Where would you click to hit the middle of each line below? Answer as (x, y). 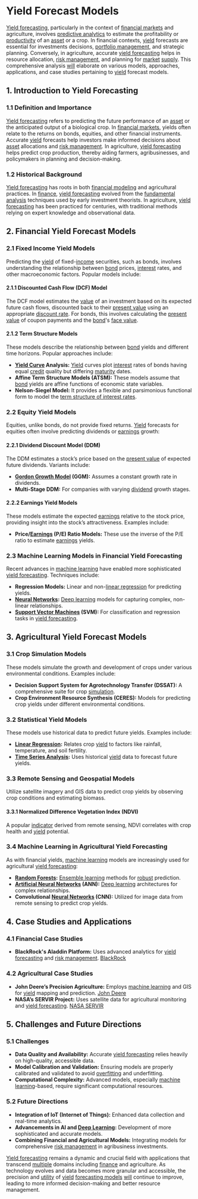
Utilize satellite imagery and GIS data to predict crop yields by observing (95, 792)
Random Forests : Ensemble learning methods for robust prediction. (98, 877)
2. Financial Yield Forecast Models (71, 231)
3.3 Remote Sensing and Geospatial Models (70, 779)
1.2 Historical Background (44, 174)
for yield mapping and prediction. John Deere (70, 993)
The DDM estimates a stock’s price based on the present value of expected (98, 459)
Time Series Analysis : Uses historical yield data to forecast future (96, 757)
